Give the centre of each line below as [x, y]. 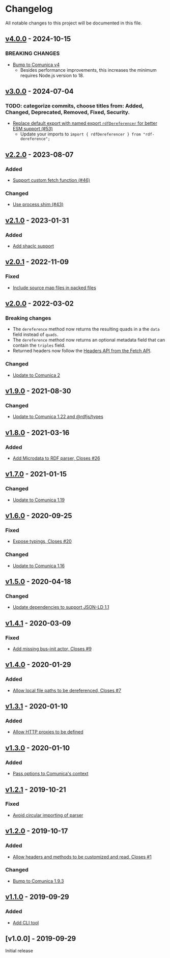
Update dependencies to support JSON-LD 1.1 [61, 607]
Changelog [29, 9]
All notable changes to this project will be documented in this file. [74, 23]
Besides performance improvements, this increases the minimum [88, 70]
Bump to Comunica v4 [36, 65]
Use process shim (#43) [38, 205]
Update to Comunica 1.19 [39, 500]
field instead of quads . [35, 334]
